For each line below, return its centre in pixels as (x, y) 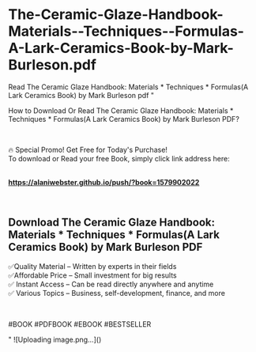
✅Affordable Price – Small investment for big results (92, 275)
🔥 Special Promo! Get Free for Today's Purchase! (88, 150)
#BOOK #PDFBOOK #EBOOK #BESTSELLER (80, 324)
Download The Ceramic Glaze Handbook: (112, 223)
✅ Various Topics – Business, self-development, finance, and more (117, 293)
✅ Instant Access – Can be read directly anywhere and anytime (111, 284)
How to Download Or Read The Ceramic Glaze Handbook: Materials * (121, 110)
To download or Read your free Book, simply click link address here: (119, 158)
